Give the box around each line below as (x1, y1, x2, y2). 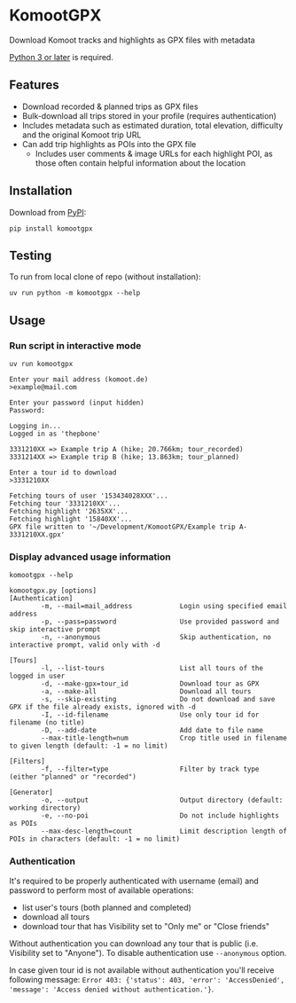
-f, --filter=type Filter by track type (41, 764, 260, 774)
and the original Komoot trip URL (21, 129, 142, 140)
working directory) (9, 803, 82, 812)
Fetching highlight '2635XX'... (9, 507, 129, 516)
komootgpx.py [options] (9, 586, 97, 595)
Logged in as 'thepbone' (9, 429, 101, 439)
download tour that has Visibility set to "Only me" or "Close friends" (21, 921, 270, 931)
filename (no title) (9, 718, 86, 727)
